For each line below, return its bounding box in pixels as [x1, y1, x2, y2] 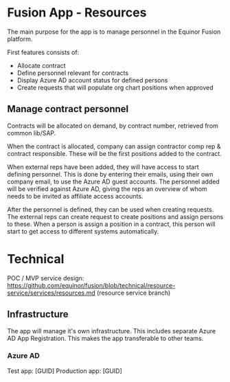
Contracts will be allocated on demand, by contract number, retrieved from [7, 122, 218, 130]
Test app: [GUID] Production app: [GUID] [7, 366, 122, 375]
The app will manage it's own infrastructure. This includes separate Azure [7, 326, 216, 335]
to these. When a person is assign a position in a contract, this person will [7, 220, 216, 228]
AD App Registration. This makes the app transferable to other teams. [7, 334, 204, 342]
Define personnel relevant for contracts [16, 69, 129, 77]
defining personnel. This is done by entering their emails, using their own [7, 170, 214, 178]
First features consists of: [7, 48, 80, 56]
